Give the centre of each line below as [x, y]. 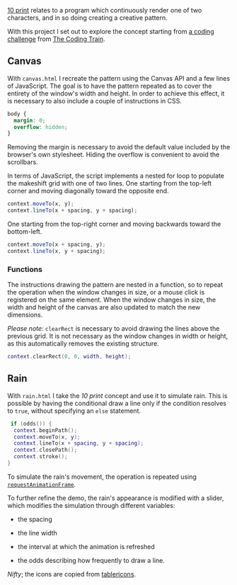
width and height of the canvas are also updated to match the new [104, 307]
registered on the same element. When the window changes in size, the [112, 300]
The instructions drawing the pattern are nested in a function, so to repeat [115, 285]
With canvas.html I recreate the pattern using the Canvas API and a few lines [119, 78]
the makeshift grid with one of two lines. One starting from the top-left [110, 183]
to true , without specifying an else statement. [74, 411]
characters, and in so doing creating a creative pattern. [87, 18]
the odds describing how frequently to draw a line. [91, 560]
